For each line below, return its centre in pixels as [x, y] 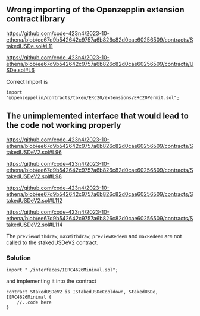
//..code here [34, 302]
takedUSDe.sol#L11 [30, 46]
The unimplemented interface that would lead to [97, 116]
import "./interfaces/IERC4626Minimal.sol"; [62, 270]
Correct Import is [27, 81]
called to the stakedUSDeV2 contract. [52, 242]
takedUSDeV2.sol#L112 [35, 200]
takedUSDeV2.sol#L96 [34, 152]
